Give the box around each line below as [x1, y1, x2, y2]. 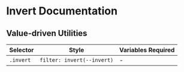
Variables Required [119, 46, 175, 54]
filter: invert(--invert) [40, 57, 114, 64]
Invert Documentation [6, 4, 118, 18]
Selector [9, 46, 34, 54]
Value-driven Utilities [6, 28, 88, 38]
